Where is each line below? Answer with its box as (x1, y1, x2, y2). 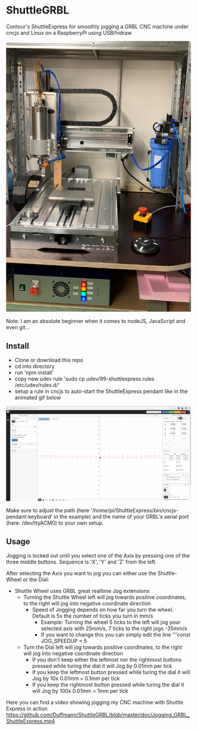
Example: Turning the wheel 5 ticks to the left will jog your (40, 619, 181, 626)
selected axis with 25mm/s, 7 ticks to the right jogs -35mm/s (40, 625, 188, 632)
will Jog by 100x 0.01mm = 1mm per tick (32, 688, 129, 695)
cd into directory (14, 362, 55, 369)
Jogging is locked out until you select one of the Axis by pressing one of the (6, 552, 190, 559)
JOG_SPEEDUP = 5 (40, 638, 87, 645)
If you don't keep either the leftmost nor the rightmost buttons (32, 656, 182, 664)
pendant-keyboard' (6, 513, 53, 521)
